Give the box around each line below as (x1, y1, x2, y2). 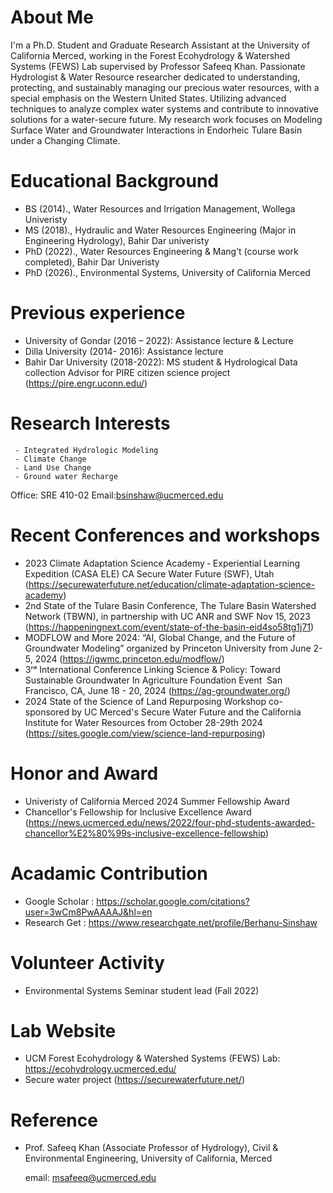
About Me (10, 6, 94, 29)
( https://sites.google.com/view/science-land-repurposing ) (24, 727, 266, 739)
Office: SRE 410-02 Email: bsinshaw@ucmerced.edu (10, 489, 224, 501)
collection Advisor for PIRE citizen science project (24, 366, 231, 378)
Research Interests (10, 412, 171, 435)
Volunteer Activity (10, 951, 165, 974)
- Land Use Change (14, 462, 92, 473)
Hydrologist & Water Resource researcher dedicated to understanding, (10, 71, 301, 83)
